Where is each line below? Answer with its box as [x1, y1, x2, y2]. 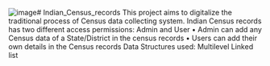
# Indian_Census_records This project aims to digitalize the [36, 8, 232, 17]
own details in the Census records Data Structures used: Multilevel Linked [8, 42, 254, 52]
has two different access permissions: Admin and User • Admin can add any [8, 25, 262, 34]
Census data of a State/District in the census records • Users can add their [8, 33, 258, 43]
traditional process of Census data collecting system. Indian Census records [8, 16, 262, 26]
